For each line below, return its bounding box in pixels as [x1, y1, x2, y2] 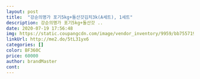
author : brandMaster [6, 58, 58, 64]
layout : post [6, 8, 39, 15]
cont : [6, 64, 20, 70]
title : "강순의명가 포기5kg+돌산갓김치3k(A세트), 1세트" [6, 14, 133, 20]
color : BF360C [6, 48, 42, 53]
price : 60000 [6, 53, 39, 59]
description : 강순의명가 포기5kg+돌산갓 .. [6, 20, 103, 26]
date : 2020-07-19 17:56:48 [6, 25, 73, 31]
